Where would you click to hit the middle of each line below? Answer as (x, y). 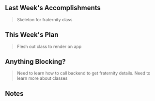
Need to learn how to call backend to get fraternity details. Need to (84, 73)
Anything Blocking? (36, 62)
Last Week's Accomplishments (53, 8)
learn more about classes (42, 78)
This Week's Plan (32, 35)
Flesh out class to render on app (49, 46)
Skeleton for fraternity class (45, 19)
